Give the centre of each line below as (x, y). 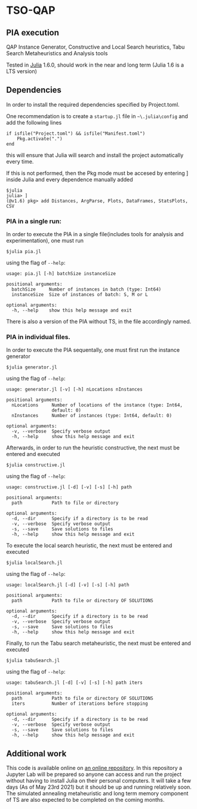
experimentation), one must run (45, 241)
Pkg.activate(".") (40, 138)
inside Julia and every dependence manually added (70, 179)
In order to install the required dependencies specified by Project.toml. (93, 104)
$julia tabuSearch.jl (33, 661)
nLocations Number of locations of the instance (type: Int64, (97, 405)
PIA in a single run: (34, 221)
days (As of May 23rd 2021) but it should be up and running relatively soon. (99, 787)
